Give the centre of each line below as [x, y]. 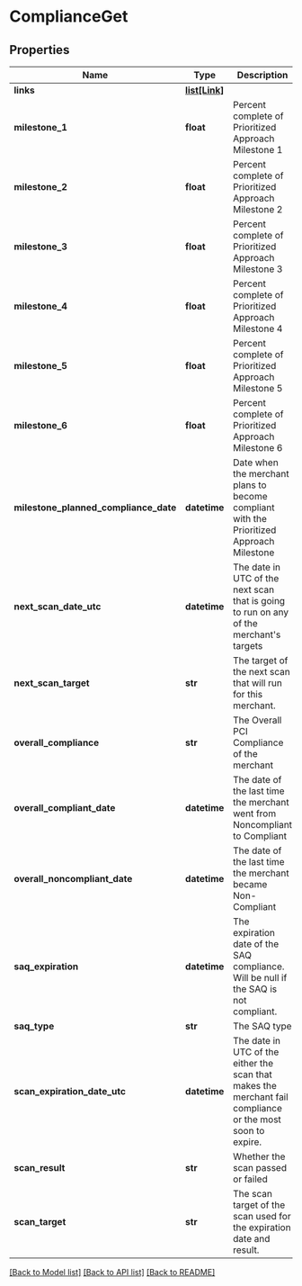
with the [250, 519]
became [250, 884]
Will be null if [260, 978]
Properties [40, 50]
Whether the [259, 1156]
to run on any [261, 612]
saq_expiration [46, 967]
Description [262, 75]
